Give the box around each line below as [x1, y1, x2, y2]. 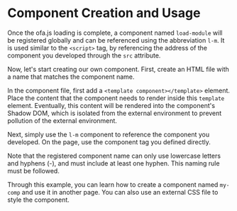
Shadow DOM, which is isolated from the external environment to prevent [7, 109, 222, 117]
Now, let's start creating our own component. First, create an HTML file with [7, 65, 229, 73]
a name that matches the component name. [7, 72, 135, 81]
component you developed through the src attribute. [7, 51, 161, 60]
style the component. [7, 195, 70, 204]
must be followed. [7, 166, 60, 175]
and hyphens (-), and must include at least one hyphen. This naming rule [7, 158, 220, 168]
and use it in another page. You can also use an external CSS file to [21, 188, 219, 196]
